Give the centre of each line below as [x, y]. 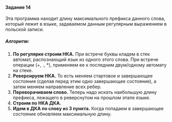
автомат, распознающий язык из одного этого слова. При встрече [85, 59]
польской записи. [25, 29]
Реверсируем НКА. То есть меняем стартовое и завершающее [83, 76]
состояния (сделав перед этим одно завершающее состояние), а [84, 82]
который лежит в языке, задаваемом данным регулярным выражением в [86, 24]
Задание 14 [18, 7]
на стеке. [23, 70]
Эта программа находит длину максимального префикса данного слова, [85, 18]
